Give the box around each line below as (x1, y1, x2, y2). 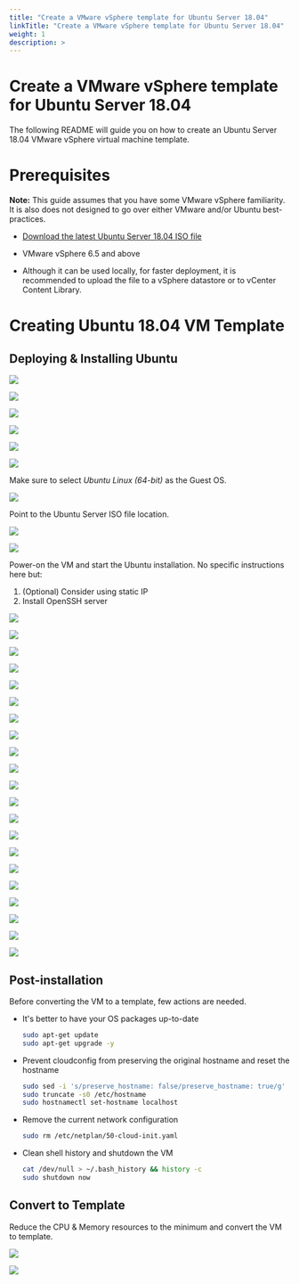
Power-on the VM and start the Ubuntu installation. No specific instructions (9, 560, 285, 570)
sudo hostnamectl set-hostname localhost (21, 1098, 178, 1108)
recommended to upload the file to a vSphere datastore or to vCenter (21, 275, 277, 286)
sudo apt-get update (21, 1030, 99, 1039)
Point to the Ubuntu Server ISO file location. (9, 509, 170, 519)
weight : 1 (9, 29, 46, 38)
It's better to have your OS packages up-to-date (21, 1013, 199, 1024)
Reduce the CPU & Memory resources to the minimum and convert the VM (9, 1222, 282, 1232)
